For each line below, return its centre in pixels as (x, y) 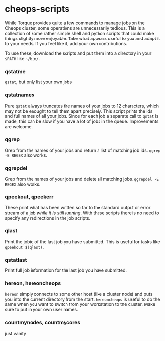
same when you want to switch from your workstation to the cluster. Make (80, 304)
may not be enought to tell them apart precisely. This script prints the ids (79, 111)
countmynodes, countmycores (43, 323)
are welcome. (19, 126)
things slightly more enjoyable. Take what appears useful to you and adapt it (82, 38)
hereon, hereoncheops (33, 283)
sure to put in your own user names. (42, 310)
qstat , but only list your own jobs (39, 82)
